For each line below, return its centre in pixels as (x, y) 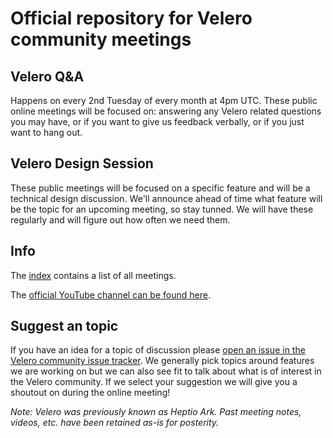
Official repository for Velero (131, 18)
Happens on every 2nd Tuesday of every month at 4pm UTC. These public (164, 100)
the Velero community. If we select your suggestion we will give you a (154, 382)
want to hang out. (46, 132)
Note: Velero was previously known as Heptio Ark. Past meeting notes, (156, 412)
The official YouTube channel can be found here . (110, 294)
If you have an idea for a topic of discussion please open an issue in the (158, 350)
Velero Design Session (82, 163)
